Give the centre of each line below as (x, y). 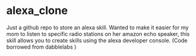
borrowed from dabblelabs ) (41, 47)
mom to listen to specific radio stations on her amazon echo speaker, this (98, 33)
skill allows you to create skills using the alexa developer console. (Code (97, 40)
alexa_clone (37, 11)
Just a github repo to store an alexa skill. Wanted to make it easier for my (97, 27)
